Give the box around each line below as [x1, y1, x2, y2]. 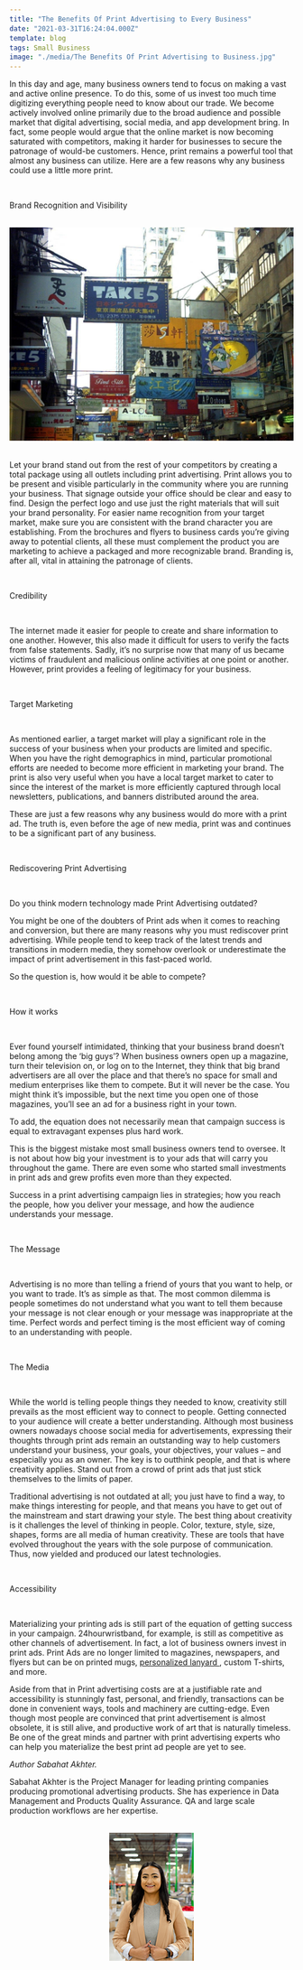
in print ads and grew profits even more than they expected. [9, 1172, 233, 1183]
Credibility [9, 590, 48, 601]
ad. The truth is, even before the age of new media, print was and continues [9, 818, 291, 830]
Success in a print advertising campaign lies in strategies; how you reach [9, 1190, 281, 1201]
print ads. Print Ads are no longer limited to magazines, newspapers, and [9, 1648, 280, 1659]
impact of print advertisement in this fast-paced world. [9, 953, 213, 965]
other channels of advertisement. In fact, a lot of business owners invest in [9, 1638, 287, 1649]
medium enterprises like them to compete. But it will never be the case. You [9, 1080, 290, 1091]
